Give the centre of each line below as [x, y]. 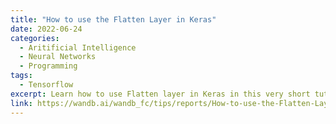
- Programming [48, 66]
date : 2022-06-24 [46, 29]
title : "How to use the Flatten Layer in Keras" [113, 19]
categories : [35, 38]
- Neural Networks [58, 57]
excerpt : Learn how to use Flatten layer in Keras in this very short [160, 94]
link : [21, 103]
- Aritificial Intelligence [78, 47]
